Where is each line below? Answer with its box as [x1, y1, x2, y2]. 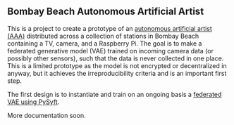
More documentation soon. [7, 111, 86, 119]
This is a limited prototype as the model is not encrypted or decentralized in [7, 61, 227, 70]
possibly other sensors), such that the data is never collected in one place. [7, 54, 224, 63]
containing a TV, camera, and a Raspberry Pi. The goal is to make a [7, 39, 202, 48]
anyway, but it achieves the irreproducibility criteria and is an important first [7, 69, 227, 77]
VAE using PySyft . [7, 98, 60, 106]
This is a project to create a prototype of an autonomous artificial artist [7, 24, 213, 32]
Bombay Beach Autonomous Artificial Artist [7, 6, 204, 18]
